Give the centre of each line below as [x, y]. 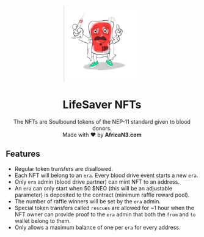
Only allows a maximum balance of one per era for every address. [97, 227]
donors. [102, 128]
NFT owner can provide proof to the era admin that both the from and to [105, 214]
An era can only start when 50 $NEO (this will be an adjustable [93, 188]
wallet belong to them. [42, 220]
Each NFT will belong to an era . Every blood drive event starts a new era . [106, 175]
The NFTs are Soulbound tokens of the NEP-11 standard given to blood [102, 121]
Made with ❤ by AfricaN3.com [102, 135]
